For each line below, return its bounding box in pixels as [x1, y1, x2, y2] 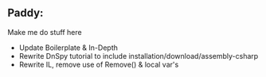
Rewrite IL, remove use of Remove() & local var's [18, 60, 179, 69]
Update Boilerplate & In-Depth [18, 43, 119, 52]
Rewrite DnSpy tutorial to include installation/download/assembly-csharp [18, 51, 259, 60]
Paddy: [7, 6, 44, 20]
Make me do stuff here [7, 27, 82, 37]
